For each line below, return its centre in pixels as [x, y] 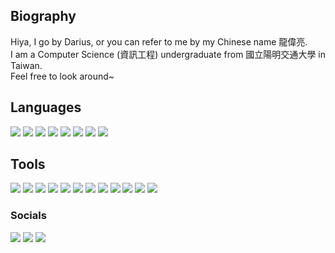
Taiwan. [26, 65]
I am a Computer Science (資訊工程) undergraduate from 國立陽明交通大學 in [168, 54]
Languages [46, 107]
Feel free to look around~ [62, 76]
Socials [28, 216]
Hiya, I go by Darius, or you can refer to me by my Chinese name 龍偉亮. [159, 41]
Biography [43, 16]
